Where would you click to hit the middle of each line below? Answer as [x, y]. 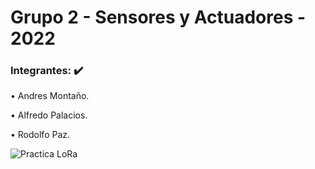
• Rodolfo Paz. [40, 135]
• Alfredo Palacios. [49, 115]
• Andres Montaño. [50, 96]
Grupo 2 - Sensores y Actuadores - [158, 17]
